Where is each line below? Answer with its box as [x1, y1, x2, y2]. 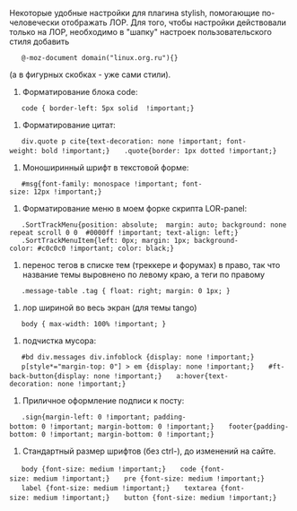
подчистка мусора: [22, 335, 97, 346]
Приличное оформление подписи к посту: [22, 395, 185, 406]
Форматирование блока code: [22, 87, 138, 97]
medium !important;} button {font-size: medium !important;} [32, 493, 277, 502]
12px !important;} [32, 187, 102, 196]
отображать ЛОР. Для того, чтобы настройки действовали [61, 17, 287, 28]
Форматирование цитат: [22, 120, 116, 130]
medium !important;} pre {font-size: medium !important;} [32, 474, 265, 483]
